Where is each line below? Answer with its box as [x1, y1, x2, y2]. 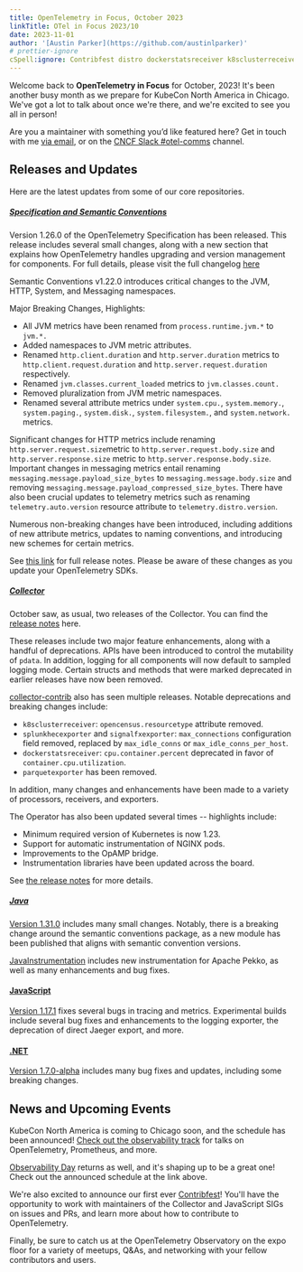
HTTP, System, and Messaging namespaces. [9, 285, 176, 296]
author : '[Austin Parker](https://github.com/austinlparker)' [9, 38, 248, 48]
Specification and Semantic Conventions [9, 207, 168, 218]
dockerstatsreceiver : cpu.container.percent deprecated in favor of [22, 747, 274, 758]
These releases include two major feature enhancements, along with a [9, 635, 271, 646]
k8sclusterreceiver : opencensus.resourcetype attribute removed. [22, 718, 264, 729]
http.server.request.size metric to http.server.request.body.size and [9, 444, 275, 454]
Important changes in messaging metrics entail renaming [9, 463, 221, 473]
